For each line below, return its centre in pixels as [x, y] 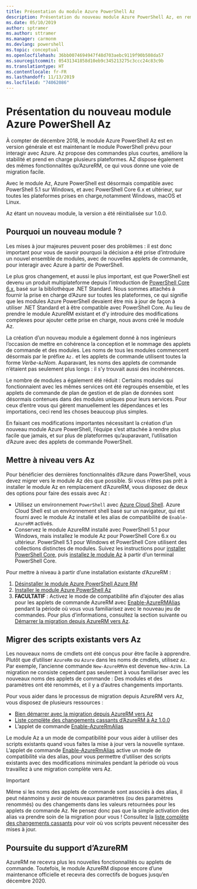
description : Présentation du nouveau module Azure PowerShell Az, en [94, 17]
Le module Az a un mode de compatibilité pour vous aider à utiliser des [92, 738]
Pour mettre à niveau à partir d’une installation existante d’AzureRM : [89, 572]
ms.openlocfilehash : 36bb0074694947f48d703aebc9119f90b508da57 [85, 55]
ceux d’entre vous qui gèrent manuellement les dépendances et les [87, 405]
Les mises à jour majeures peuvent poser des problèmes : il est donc [89, 246]
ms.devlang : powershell [35, 45]
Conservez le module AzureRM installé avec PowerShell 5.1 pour [92, 530]
